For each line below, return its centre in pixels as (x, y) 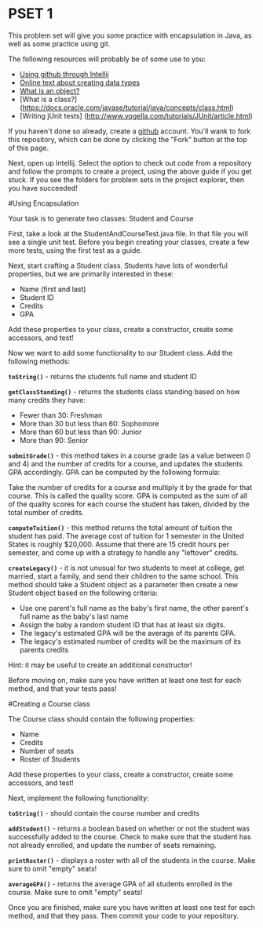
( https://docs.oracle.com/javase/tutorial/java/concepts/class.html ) (126, 108)
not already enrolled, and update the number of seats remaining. (112, 845)
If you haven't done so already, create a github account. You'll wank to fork (130, 131)
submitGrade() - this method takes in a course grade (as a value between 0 (130, 455)
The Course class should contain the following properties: (102, 718)
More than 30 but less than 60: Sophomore (89, 423)
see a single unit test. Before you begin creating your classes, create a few (129, 242)
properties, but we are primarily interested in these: (91, 274)
